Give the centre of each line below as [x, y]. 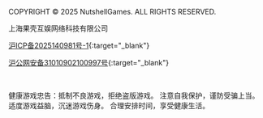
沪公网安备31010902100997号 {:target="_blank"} [88, 63]
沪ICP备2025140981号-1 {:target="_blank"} [79, 45]
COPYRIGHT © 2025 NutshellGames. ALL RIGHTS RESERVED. [112, 12]
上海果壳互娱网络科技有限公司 [58, 28]
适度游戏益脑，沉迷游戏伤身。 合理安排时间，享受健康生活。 [109, 105]
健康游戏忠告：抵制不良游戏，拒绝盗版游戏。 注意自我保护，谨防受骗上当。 [134, 95]
